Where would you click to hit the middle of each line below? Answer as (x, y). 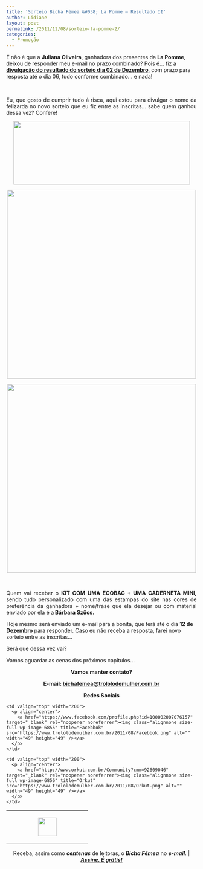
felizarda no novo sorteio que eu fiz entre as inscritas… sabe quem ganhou (101, 106)
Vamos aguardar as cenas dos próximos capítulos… (70, 660)
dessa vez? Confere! (32, 113)
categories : (21, 34)
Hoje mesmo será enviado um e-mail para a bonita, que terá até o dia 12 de (100, 624)
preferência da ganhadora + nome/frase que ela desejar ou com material (101, 606)
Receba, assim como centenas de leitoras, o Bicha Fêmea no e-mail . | (101, 853)
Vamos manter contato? (101, 672)
